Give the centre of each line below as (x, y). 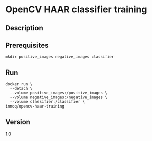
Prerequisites (27, 45)
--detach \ (21, 89)
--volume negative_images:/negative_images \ (59, 97)
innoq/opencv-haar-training (35, 107)
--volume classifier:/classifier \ (47, 102)
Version (18, 122)
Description (24, 28)
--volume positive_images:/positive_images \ (59, 93)
